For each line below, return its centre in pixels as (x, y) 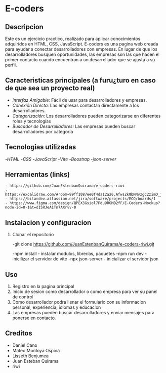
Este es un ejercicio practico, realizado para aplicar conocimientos (73, 39)
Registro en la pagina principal (43, 287)
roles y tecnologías (32, 121)
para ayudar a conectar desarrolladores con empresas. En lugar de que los (81, 49)
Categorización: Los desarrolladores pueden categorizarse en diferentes (86, 116)
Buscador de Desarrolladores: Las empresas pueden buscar (74, 126)
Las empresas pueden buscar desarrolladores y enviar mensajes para (83, 313)
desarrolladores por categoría (42, 131)
